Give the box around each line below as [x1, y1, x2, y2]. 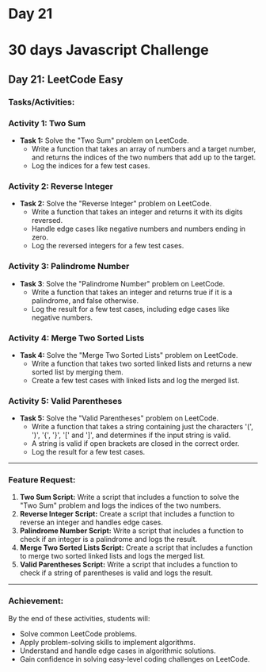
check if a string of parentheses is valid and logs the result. [19, 568, 214, 578]
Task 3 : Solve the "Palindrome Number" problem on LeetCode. [19, 278, 226, 288]
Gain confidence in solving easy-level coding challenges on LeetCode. [19, 654, 250, 663]
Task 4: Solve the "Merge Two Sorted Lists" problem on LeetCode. [19, 350, 238, 359]
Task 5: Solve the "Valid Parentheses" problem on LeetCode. [19, 413, 219, 423]
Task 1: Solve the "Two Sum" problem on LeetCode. [19, 136, 190, 145]
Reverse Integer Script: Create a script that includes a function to [19, 509, 235, 519]
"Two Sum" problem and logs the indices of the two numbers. [19, 501, 222, 510]
